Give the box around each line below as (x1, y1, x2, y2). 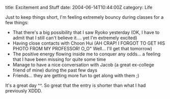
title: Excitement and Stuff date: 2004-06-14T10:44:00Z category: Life (5, 5, 153, 10)
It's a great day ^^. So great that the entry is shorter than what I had (5, 82, 146, 88)
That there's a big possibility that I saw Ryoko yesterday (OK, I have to (12, 29, 160, 35)
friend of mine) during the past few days (12, 67, 98, 73)
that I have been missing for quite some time (12, 56, 106, 62)
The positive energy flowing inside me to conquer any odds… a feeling (12, 51, 161, 57)
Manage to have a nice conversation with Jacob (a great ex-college (12, 62, 154, 68)
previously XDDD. (5, 88, 42, 93)
